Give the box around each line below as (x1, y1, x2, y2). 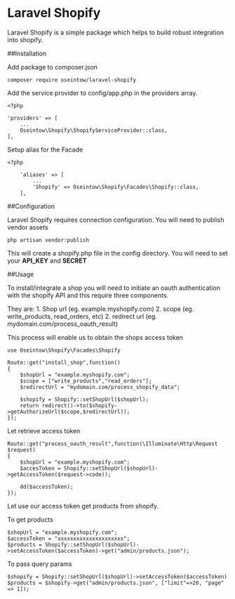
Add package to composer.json (7, 62, 98, 71)
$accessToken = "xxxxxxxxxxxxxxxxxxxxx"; (7, 535, 130, 542)
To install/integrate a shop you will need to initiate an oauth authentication (7, 283, 221, 292)
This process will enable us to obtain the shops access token (7, 333, 184, 341)
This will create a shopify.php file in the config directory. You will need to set (7, 249, 228, 257)
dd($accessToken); (20, 483, 74, 490)
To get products (7, 515, 54, 524)
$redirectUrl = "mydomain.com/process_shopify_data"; (20, 383, 180, 390)
